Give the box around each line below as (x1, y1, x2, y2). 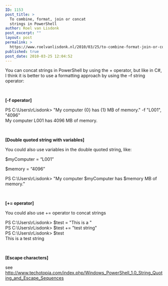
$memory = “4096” (5, 166, 45, 172)
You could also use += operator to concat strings (5, 210, 106, 216)
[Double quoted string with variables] (5, 137, 84, 143)
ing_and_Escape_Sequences (5, 275, 64, 281)
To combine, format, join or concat (9, 16, 86, 21)
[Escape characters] (5, 255, 48, 261)
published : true (5, 49, 39, 54)
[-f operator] (5, 97, 32, 103)
